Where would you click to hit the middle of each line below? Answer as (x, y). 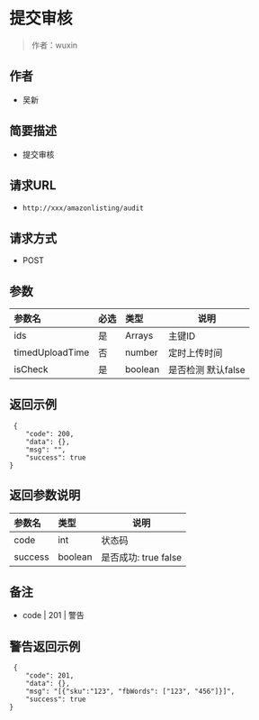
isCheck (31, 369)
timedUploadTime (52, 352)
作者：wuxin (54, 45)
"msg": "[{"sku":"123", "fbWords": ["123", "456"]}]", (130, 692)
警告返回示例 (45, 647)
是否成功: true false (142, 557)
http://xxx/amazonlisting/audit (83, 208)
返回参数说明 (45, 495)
